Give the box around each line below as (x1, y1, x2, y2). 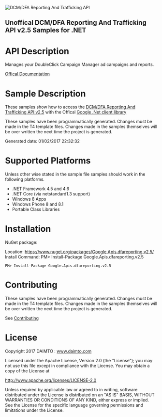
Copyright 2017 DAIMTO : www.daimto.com (5, 348, 92, 354)
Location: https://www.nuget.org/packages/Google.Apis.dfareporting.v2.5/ (5, 249, 154, 255)
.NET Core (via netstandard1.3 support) (12, 191, 90, 197)
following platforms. (5, 176, 45, 182)
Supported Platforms (5, 155, 91, 166)
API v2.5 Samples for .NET (5, 26, 87, 34)
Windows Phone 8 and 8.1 (12, 201, 64, 207)
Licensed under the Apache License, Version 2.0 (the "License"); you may (5, 358, 153, 364)
